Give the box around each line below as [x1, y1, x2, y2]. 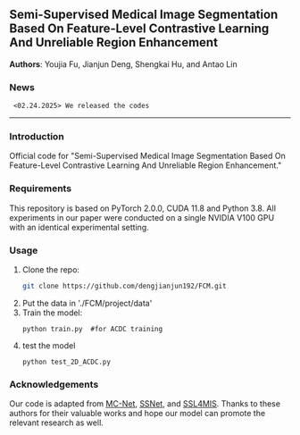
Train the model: [21, 307, 83, 318]
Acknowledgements [9, 378, 99, 390]
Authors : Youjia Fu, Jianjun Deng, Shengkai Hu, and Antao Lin [9, 58, 238, 70]
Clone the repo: [21, 264, 80, 275]
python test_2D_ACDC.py [21, 357, 112, 366]
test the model [21, 339, 76, 351]
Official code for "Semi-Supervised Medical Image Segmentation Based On [9, 151, 286, 162]
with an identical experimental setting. [9, 222, 149, 232]
